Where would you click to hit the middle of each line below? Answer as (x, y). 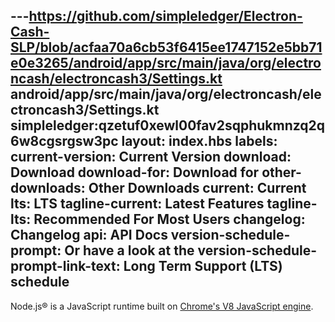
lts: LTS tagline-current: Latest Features (137, 204)
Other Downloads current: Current (197, 188)
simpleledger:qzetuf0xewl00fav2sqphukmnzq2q (168, 125)
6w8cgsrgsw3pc (64, 141)
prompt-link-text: (65, 266)
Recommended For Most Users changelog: (169, 219)
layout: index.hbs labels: (199, 141)
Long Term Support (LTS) (203, 266)
